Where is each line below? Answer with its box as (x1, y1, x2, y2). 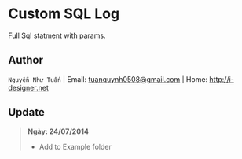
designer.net (8, 83, 49, 92)
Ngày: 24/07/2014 (27, 127, 89, 136)
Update (8, 105, 46, 119)
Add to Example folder (38, 142, 112, 151)
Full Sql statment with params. (8, 31, 106, 40)
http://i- (209, 74, 234, 83)
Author (8, 54, 43, 67)
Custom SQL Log (8, 5, 120, 23)
